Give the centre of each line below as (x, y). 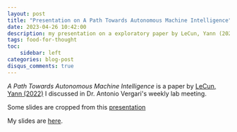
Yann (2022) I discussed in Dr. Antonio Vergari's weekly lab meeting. (107, 93)
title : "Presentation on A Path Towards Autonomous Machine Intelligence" (120, 20)
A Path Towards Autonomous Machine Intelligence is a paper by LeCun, (112, 86)
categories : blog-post (41, 60)
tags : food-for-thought (42, 40)
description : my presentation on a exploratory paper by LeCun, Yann (112, 33)
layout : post (26, 14)
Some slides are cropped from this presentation (77, 107)
